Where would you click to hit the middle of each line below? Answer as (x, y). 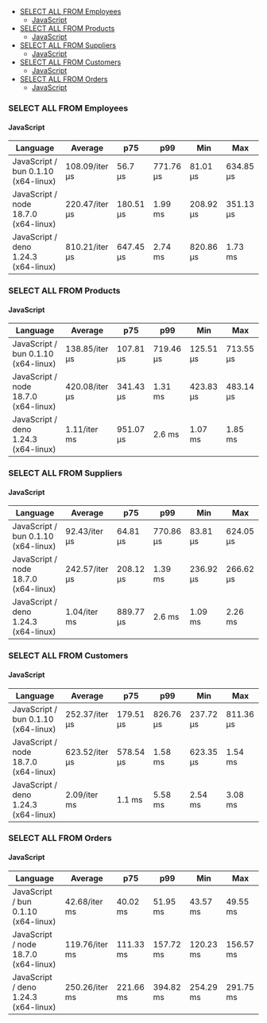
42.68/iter (84, 901)
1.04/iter (82, 612)
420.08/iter (87, 387)
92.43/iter (84, 531)
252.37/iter (87, 714)
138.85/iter (87, 349)
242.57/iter (87, 570)
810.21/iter (87, 247)
